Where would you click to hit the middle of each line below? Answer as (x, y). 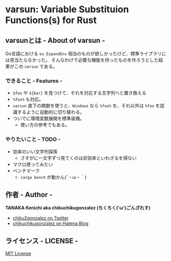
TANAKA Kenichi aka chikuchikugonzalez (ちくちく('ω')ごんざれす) (78, 208)
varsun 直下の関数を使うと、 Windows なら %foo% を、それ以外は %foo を (86, 106)
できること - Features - (34, 81)
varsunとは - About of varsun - (55, 40)
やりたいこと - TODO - (33, 139)
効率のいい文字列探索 (35, 151)
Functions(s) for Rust (51, 20)
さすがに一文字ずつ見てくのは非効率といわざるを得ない (78, 158)
